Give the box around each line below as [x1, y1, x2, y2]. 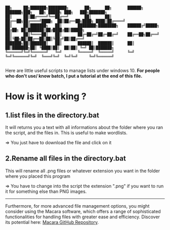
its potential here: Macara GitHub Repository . [5, 219, 99, 225]
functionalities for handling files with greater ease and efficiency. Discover [5, 214, 160, 220]
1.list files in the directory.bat [5, 111, 100, 119]
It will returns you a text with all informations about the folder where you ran [5, 124, 163, 130]
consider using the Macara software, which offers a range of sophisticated [5, 208, 161, 214]
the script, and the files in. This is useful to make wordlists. [5, 130, 127, 136]
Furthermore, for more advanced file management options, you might [5, 203, 150, 209]
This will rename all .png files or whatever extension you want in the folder [5, 168, 160, 174]
